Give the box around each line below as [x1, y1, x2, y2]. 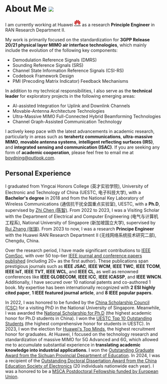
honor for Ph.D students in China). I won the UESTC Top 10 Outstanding [5, 315, 152, 321]
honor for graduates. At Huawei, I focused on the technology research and [5, 331, 158, 337]
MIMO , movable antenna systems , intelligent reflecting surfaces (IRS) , [5, 139, 155, 145]
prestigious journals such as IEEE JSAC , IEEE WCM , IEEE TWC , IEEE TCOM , [5, 263, 161, 269]
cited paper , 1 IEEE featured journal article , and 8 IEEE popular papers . [5, 290, 153, 296]
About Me [5, 3, 47, 14]
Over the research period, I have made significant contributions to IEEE [5, 247, 151, 253]
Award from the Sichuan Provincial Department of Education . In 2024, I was [5, 352, 161, 358]
